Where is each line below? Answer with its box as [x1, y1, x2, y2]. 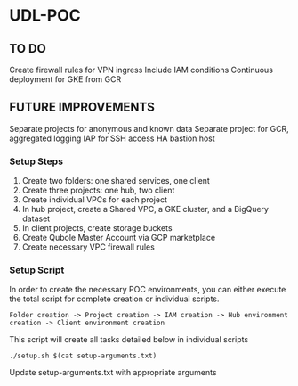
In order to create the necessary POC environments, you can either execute [9, 284, 286, 295]
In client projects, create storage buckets [21, 223, 173, 234]
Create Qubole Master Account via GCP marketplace [21, 233, 216, 243]
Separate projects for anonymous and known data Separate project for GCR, [9, 123, 289, 134]
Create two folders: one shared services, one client [21, 176, 211, 186]
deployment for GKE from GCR [9, 74, 122, 85]
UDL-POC [9, 5, 82, 26]
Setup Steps [9, 155, 64, 168]
